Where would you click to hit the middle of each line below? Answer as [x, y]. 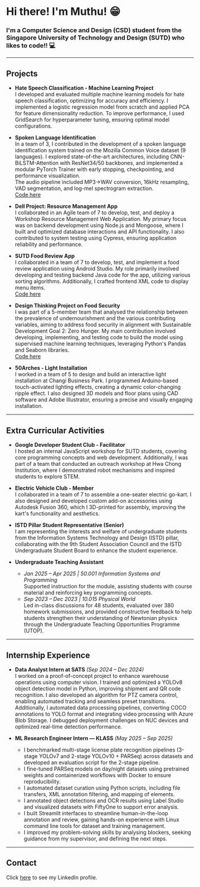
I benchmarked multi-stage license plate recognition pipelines [99, 750]
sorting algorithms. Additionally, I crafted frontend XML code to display [101, 281]
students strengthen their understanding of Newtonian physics [100, 618]
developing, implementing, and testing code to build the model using [99, 337]
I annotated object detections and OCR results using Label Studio [104, 800]
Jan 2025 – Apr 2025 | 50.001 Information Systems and [92, 574]
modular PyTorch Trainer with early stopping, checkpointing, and [94, 170]
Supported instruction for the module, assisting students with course [108, 587]
